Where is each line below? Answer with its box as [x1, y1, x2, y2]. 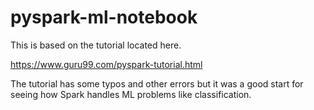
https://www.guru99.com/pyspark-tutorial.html [10, 58, 203, 70]
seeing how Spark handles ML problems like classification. [10, 88, 252, 100]
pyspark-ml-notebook [10, 6, 198, 29]
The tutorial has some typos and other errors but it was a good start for [10, 77, 304, 90]
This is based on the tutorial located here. [10, 39, 182, 51]
